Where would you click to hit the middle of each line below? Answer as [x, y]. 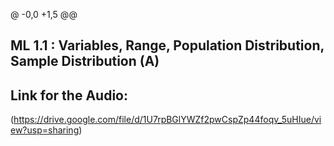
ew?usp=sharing [45, 130]
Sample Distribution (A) [85, 61]
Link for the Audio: [69, 95]
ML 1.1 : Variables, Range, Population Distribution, [167, 45]
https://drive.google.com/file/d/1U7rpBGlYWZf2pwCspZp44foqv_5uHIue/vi [167, 120]
